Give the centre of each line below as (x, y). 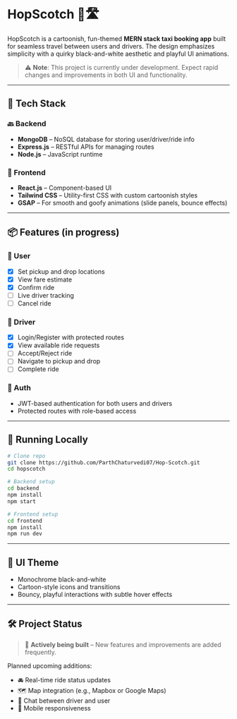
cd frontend (25, 521)
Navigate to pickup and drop (59, 361)
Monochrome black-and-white (62, 579)
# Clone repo (26, 456)
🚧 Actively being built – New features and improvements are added (123, 644)
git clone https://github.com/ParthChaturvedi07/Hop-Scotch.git (104, 463)
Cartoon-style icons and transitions (69, 587)
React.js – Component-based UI (65, 188)
